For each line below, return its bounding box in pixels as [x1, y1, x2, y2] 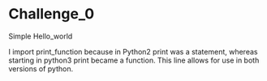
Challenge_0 [8, 5, 95, 23]
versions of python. [8, 63, 74, 73]
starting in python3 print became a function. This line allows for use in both [8, 55, 260, 65]
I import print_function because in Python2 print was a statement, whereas [8, 47, 258, 56]
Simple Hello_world [8, 31, 73, 41]
